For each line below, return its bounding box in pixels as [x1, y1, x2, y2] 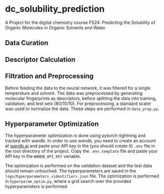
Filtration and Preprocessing [5, 72, 94, 80]
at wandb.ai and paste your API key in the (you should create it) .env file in [5, 143, 155, 149]
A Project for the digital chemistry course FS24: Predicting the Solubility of [5, 19, 156, 25]
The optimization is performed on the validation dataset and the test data [5, 163, 152, 169]
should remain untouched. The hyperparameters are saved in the [5, 168, 136, 174]
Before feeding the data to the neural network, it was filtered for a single [5, 85, 151, 91]
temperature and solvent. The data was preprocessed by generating [5, 90, 143, 96]
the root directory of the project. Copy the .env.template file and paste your [5, 148, 158, 154]
